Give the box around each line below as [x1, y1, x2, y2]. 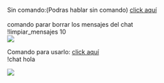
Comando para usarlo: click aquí [7, 48, 99, 56]
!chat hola [7, 55, 36, 63]
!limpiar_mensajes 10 [7, 27, 67, 36]
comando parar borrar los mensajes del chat [7, 21, 134, 28]
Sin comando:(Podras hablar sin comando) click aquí [7, 6, 157, 14]
